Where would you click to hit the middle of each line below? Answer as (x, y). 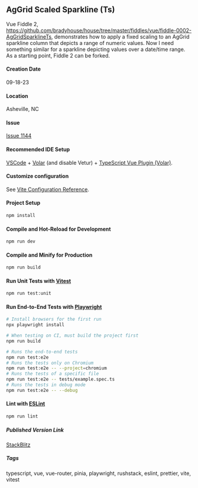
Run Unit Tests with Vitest (39, 280)
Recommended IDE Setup (38, 149)
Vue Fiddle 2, (22, 24)
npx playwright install (35, 325)
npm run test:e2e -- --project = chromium (57, 368)
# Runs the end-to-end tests (42, 352)
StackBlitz (18, 445)
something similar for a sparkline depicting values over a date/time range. (96, 49)
